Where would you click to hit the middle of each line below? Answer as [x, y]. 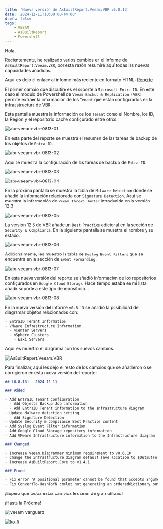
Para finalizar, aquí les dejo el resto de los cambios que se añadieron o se [78, 367]
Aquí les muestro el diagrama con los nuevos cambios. [60, 349]
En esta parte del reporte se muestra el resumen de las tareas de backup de [81, 138]
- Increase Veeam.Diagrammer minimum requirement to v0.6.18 [68, 453]
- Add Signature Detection [37, 417]
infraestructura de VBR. [29, 105]
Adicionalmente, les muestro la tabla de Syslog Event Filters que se [74, 254]
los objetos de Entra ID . [29, 143]
